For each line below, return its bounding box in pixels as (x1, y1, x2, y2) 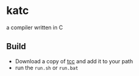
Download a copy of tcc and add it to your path (15, 57, 134, 64)
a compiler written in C (6, 24, 63, 31)
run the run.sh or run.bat (15, 64, 79, 71)
